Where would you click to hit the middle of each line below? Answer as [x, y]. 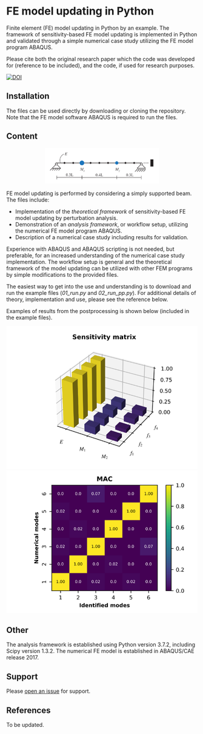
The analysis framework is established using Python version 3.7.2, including [101, 645]
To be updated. [25, 725]
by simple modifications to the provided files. [62, 274]
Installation [28, 96]
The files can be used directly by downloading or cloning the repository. [96, 111]
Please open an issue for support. [48, 691]
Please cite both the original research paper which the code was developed [101, 59]
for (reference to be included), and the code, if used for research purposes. [101, 65]
